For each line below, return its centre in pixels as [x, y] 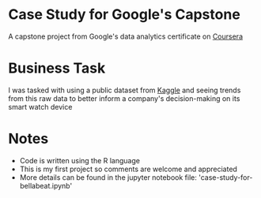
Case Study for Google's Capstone [125, 15]
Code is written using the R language [80, 160]
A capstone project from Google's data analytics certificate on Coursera [126, 36]
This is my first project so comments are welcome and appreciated [128, 169]
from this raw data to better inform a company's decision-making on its [124, 98]
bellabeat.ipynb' [46, 185]
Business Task [57, 68]
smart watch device [40, 106]
